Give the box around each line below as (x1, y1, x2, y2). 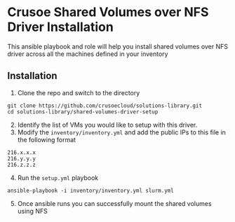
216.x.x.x (7, 148, 36, 156)
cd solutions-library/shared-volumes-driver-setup (7, 108, 159, 116)
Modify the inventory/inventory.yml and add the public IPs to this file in (17, 127, 227, 137)
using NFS (17, 207, 48, 215)
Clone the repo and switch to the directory (17, 88, 140, 97)
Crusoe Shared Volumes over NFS (7, 4, 209, 20)
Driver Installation (7, 19, 114, 35)
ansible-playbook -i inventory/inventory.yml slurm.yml (7, 187, 174, 194)
